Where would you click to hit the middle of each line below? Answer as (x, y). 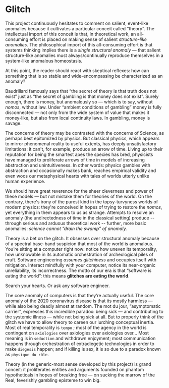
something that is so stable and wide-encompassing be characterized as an (84, 76)
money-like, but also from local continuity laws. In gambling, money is (78, 118)
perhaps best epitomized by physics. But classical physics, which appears (82, 138)
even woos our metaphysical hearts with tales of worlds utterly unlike (77, 176)
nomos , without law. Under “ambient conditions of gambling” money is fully (83, 107)
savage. (13, 123)
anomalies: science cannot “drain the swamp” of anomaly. (66, 229)
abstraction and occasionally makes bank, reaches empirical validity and (81, 171)
